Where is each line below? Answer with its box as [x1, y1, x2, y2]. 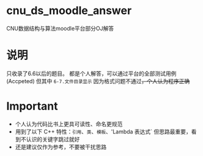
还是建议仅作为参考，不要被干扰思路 [15, 143, 107, 150]
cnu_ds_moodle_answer [6, 4, 132, 18]
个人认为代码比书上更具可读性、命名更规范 [15, 120, 123, 127]
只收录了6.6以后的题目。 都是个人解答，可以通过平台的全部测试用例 [6, 70, 177, 77]
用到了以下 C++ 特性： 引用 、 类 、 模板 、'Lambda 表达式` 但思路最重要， [15, 128, 191, 135]
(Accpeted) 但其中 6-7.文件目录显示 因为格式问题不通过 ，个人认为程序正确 [6, 77, 190, 84]
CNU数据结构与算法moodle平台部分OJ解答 [6, 24, 114, 32]
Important [6, 99, 58, 113]
